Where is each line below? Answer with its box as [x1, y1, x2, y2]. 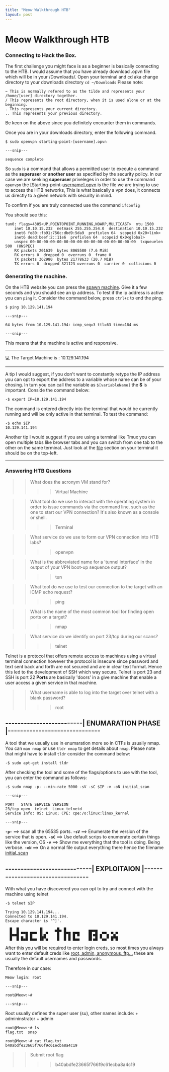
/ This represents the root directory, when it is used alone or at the [5, 98, 161, 103]
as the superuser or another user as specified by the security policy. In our [5, 171, 162, 177]
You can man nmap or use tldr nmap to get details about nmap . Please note [5, 745, 156, 751]
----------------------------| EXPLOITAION [5, 864, 140, 873]
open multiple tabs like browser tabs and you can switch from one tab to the [5, 439, 163, 445]
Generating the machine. [5, 273, 67, 280]
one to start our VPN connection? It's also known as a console [30, 509, 159, 515]
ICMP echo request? [30, 589, 73, 595]
